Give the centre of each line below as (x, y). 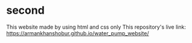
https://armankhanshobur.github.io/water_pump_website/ (78, 33)
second (26, 10)
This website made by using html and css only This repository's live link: (96, 27)
